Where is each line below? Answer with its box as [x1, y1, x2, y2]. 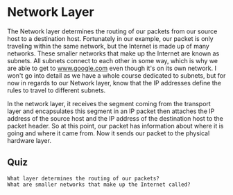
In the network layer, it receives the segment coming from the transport [7, 99, 212, 108]
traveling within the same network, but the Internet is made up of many [7, 42, 209, 50]
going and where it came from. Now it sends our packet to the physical [7, 129, 210, 137]
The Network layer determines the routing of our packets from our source [7, 27, 218, 35]
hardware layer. [7, 136, 52, 144]
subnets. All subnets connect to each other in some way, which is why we [7, 56, 218, 65]
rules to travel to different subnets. [7, 86, 106, 94]
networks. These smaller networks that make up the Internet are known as [7, 49, 220, 58]
